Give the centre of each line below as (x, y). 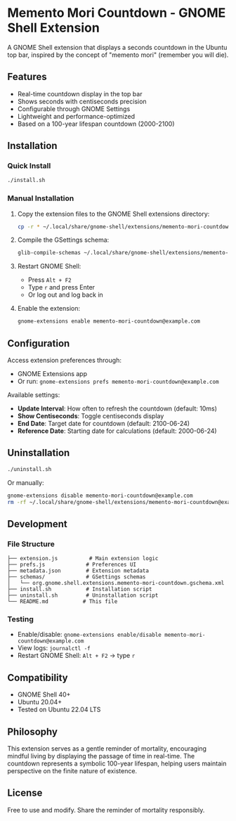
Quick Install (29, 166)
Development (38, 524)
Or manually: (26, 482)
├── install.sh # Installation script (80, 589)
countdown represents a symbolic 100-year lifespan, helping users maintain (117, 763)
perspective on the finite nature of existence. (72, 771)
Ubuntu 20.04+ (39, 702)
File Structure (31, 544)
